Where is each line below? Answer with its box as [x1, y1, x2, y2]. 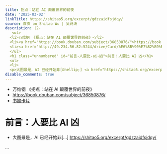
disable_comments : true [5, 72, 55, 77]
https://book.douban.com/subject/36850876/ [12, 91, 106, 97]
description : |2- [5, 26, 41, 31]
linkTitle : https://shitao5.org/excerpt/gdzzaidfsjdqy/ [5, 16, 123, 21]
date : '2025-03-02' [5, 12, 46, 17]
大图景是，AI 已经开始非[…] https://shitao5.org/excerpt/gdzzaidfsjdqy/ [12, 134, 157, 140]
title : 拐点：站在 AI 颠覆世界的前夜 [5, 7, 75, 12]
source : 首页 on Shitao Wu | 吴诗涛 [5, 21, 78, 26]
